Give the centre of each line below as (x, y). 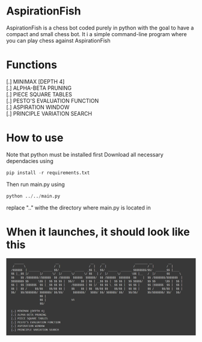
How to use (35, 138)
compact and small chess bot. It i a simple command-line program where (97, 34)
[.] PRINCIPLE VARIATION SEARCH (49, 113)
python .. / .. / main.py (33, 196)
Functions (32, 65)
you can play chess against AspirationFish (58, 40)
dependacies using (30, 161)
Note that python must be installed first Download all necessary (85, 154)
